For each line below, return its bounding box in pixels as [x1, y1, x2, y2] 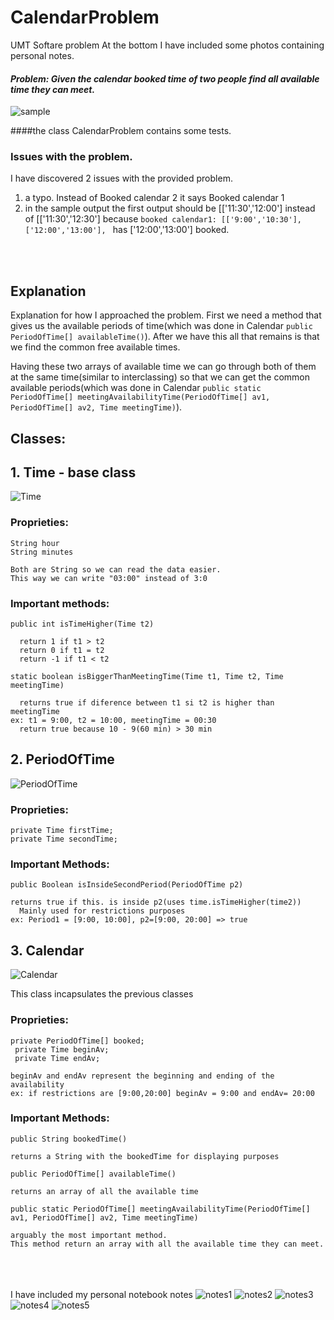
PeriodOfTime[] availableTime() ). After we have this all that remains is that [10, 331, 320, 343]
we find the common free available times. [10, 341, 181, 353]
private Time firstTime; [10, 826, 114, 836]
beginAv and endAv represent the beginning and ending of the [10, 1071, 275, 1081]
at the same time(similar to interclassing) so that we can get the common [10, 371, 311, 383]
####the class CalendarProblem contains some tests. [10, 125, 232, 137]
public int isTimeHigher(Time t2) [10, 619, 155, 630]
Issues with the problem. [10, 150, 133, 164]
